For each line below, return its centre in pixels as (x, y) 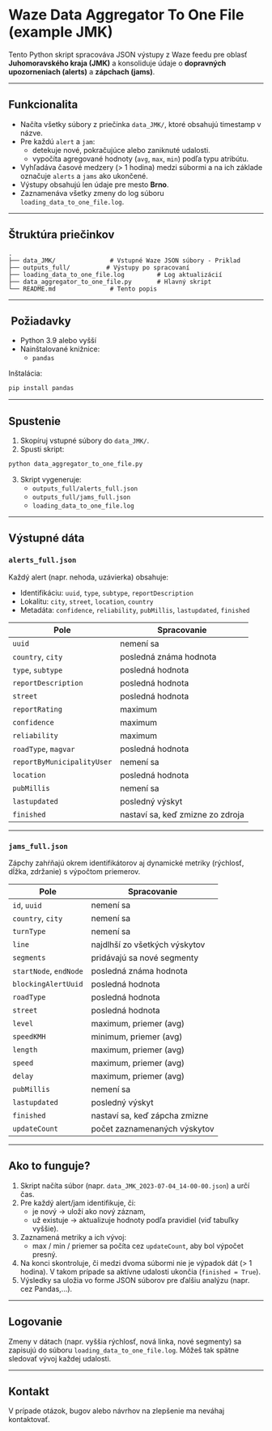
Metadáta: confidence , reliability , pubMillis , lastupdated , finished (135, 609)
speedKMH (29, 1036)
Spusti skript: (42, 449)
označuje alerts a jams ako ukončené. (84, 176)
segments (29, 958)
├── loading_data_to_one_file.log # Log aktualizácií (115, 274)
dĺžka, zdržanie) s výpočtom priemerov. (74, 871)
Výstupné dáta (47, 539)
